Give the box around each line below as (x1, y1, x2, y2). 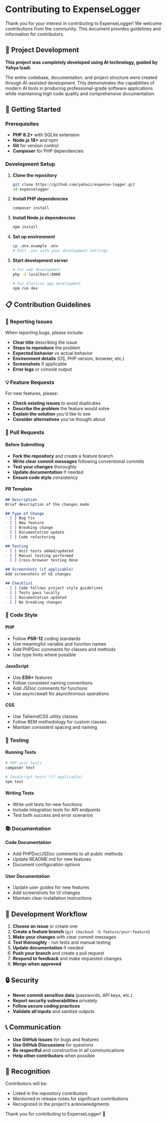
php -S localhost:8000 (12, 272, 61, 277)
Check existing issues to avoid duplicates (12, 400, 101, 406)
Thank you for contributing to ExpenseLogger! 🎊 (5, 1111, 106, 1117)
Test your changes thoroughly (12, 463, 77, 469)
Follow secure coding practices (12, 1003, 80, 1009)
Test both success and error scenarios (12, 812, 94, 818)
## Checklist (5, 581, 33, 586)
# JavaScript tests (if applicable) (5, 774, 82, 779)
